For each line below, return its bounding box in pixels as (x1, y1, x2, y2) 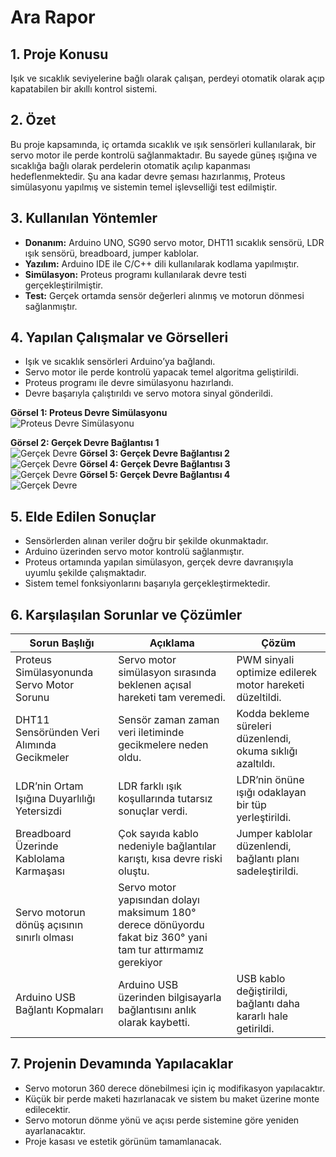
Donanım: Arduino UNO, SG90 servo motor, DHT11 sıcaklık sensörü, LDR (24, 236, 325, 248)
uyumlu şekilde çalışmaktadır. (24, 567, 147, 579)
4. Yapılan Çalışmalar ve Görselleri (10, 329, 229, 346)
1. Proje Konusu (10, 46, 109, 63)
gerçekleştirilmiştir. (24, 279, 103, 291)
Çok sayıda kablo (118, 827, 199, 841)
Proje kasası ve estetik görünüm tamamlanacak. (24, 1135, 222, 1147)
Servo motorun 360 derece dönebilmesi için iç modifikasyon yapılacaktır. (24, 1082, 326, 1094)
